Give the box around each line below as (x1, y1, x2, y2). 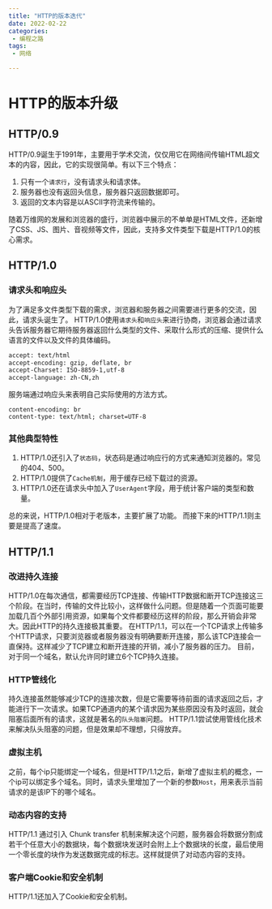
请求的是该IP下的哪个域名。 (8, 786, 100, 796)
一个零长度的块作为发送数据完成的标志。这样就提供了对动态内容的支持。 (8, 850, 249, 859)
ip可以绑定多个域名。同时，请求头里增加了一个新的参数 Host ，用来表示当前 (15, 777, 263, 786)
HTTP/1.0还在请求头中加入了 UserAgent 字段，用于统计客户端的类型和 (19, 484, 247, 493)
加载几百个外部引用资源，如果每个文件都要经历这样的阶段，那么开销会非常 (8, 611, 257, 621)
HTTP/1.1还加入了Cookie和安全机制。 (8, 892, 132, 902)
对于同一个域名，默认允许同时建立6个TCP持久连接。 (8, 652, 184, 661)
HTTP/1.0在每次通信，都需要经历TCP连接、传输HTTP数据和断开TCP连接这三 (8, 591, 264, 601)
